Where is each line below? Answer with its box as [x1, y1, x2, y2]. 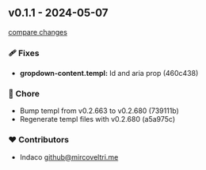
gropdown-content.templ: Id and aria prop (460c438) [19, 69, 199, 78]
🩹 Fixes [8, 47, 40, 59]
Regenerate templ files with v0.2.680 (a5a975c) [19, 115, 176, 124]
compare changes [8, 27, 67, 36]
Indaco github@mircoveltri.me [19, 152, 119, 161]
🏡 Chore [8, 89, 40, 100]
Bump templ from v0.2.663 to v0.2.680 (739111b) [19, 106, 180, 115]
